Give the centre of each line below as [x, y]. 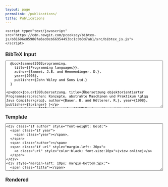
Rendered [17, 180]
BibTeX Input [21, 54]
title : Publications [25, 18]
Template [16, 117]
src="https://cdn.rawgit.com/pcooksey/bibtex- [51, 35]
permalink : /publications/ [31, 14]
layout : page [18, 10]
